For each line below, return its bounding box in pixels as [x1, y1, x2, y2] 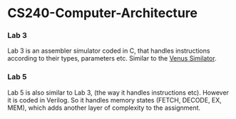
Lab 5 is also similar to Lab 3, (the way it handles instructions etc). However [7, 88, 230, 97]
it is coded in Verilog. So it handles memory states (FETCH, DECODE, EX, [7, 95, 222, 104]
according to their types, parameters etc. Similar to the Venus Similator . [7, 54, 217, 63]
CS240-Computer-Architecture [7, 5, 198, 21]
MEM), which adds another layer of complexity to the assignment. [7, 103, 201, 112]
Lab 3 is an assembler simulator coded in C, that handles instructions [7, 46, 210, 55]
